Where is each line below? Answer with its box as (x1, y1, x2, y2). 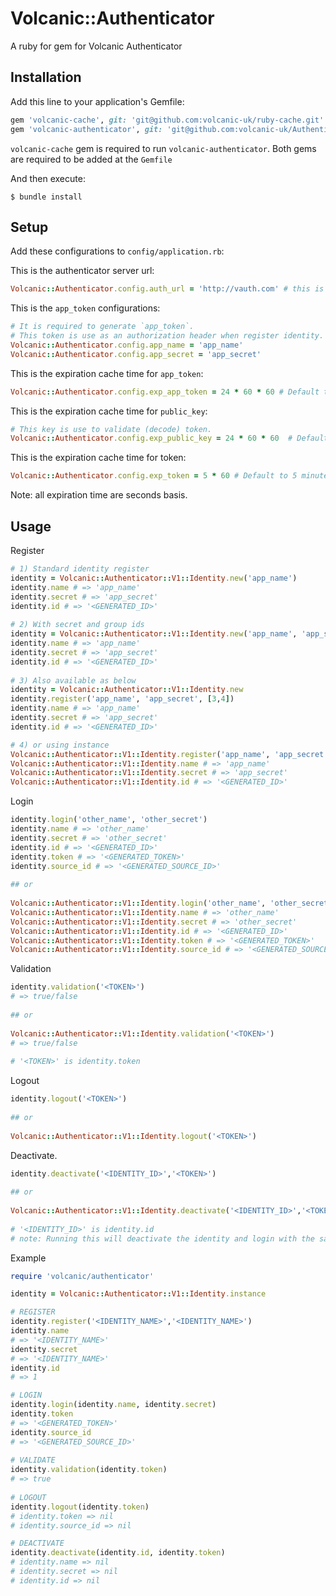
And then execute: (10, 172, 86, 184)
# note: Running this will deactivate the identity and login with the (10, 1233, 315, 1244)
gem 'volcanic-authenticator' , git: (10, 124, 163, 134)
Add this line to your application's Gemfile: (10, 95, 185, 107)
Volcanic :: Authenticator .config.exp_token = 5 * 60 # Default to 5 (10, 471, 298, 481)
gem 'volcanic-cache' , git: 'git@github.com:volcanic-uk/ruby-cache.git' (10, 115, 325, 125)
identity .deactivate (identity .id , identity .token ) (10, 1548, 226, 1558)
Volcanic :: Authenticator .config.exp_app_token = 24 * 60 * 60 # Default (10, 387, 320, 397)
